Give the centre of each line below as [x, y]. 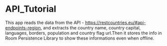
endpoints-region [23, 27]
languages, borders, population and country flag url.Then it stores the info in [83, 33]
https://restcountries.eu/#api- [115, 23]
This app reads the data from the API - [45, 23]
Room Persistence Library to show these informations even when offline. [80, 38]
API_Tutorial [31, 9]
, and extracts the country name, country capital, [91, 27]
